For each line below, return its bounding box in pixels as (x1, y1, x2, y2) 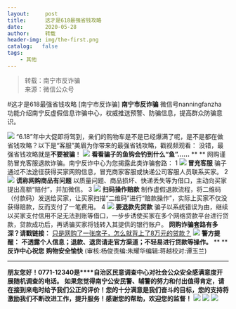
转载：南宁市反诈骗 (24, 76, 81, 84)
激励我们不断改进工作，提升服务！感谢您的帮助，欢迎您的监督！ (7, 294, 192, 303)
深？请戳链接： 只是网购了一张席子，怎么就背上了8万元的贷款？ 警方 (7, 229, 214, 237)
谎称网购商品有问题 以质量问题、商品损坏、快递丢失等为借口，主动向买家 (15, 176, 227, 185)
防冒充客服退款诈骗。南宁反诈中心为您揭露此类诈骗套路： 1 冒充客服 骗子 (7, 159, 227, 167)
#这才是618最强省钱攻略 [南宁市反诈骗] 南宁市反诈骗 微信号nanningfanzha (7, 100, 222, 108)
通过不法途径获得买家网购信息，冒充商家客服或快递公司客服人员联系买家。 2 (7, 167, 228, 176)
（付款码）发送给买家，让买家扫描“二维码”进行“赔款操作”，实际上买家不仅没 (7, 194, 228, 202)
